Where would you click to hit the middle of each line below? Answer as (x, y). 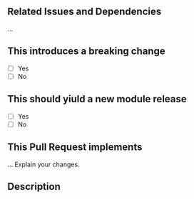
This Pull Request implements (75, 147)
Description (34, 187)
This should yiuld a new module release (97, 99)
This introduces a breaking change (86, 52)
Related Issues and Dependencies (85, 12)
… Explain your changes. (44, 164)
